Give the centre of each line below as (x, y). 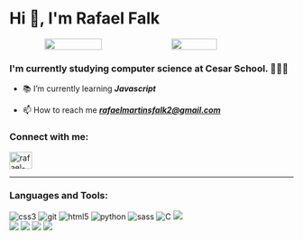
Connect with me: (49, 137)
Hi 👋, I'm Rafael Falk (85, 18)
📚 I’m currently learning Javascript (89, 88)
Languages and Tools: (59, 196)
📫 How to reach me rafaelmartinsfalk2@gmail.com (121, 110)
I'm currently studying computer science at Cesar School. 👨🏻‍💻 (149, 69)
